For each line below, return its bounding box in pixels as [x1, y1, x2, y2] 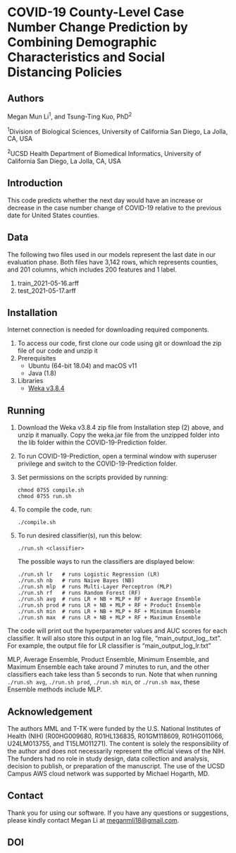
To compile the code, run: [17, 505, 93, 514]
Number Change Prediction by [7, 19, 188, 35]
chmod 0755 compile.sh [17, 487, 85, 494]
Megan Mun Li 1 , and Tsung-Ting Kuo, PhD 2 [7, 111, 132, 121]
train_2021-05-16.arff [17, 279, 80, 287]
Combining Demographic [7, 35, 157, 50]
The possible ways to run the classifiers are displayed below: [17, 557, 195, 566]
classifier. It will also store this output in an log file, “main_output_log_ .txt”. [7, 634, 222, 643]
